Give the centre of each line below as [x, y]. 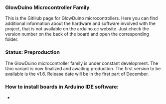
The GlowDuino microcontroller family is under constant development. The [82, 63]
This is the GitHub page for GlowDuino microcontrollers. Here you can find [82, 18]
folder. [12, 39]
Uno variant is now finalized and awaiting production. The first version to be [83, 68]
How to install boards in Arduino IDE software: [62, 87]
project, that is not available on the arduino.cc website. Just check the [77, 29]
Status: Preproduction [32, 52]
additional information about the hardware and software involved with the [81, 23]
